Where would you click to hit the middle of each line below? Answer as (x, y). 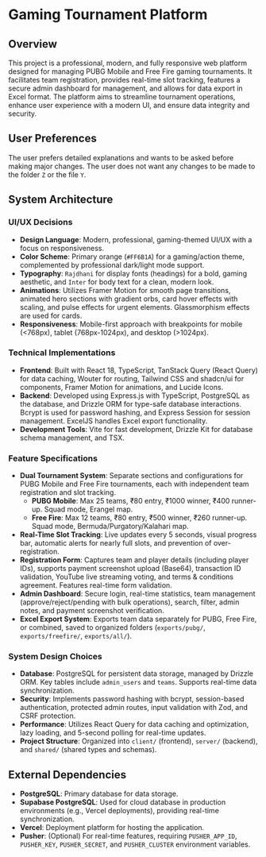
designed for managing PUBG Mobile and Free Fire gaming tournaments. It (130, 71)
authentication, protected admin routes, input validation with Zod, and (134, 708)
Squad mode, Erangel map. (89, 509)
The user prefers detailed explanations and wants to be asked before (121, 157)
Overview (33, 44)
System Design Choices (55, 657)
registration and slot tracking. (68, 492)
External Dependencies (67, 775)
